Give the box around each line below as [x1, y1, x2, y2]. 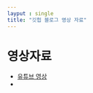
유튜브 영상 [17, 72, 48, 81]
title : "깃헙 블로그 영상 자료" [7, 17, 87, 23]
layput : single [7, 10, 54, 17]
